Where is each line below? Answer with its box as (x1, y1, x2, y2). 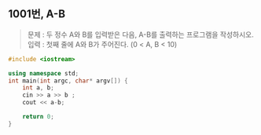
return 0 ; (22, 113, 55, 121)
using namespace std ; (8, 69, 79, 77)
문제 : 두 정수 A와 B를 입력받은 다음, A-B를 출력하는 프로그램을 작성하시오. (27, 30, 254, 39)
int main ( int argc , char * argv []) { (8, 77, 128, 85)
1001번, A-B (8, 7, 65, 21)
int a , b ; (22, 84, 55, 92)
